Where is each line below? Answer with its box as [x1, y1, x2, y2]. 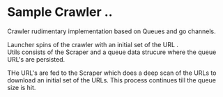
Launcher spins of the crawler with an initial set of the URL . [7, 40, 179, 48]
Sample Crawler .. [7, 4, 113, 20]
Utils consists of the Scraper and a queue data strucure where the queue [7, 48, 217, 56]
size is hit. [7, 83, 36, 91]
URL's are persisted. [7, 55, 65, 63]
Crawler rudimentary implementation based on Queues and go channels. [7, 27, 216, 35]
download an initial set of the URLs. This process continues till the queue [7, 76, 216, 84]
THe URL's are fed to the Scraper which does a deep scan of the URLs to [7, 69, 217, 77]
